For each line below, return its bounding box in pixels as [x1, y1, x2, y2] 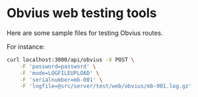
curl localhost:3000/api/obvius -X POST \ [6, 56, 135, 63]
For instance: [6, 42, 46, 51]
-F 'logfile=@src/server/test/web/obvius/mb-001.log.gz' [19, 83, 192, 90]
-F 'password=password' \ [19, 63, 97, 70]
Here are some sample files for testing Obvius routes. [6, 29, 163, 37]
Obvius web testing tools [6, 5, 157, 21]
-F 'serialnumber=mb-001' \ [19, 76, 103, 83]
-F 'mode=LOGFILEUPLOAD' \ [19, 69, 100, 76]
